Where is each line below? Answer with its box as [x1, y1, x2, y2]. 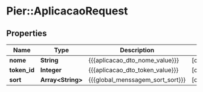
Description [120, 46, 155, 54]
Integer [40, 66, 62, 74]
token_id [9, 66, 35, 74]
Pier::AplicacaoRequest [6, 4, 128, 18]
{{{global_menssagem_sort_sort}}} [88, 76, 186, 84]
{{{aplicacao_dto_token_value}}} [88, 66, 179, 74]
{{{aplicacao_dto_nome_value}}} [88, 56, 179, 64]
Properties [6, 28, 47, 38]
